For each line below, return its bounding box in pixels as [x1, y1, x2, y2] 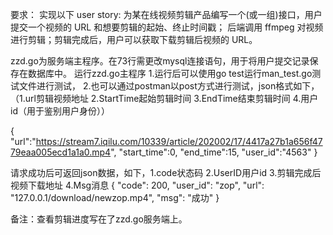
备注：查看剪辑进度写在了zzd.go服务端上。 [10, 213, 188, 225]
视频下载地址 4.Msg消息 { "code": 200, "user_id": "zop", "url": [10, 179, 265, 191]
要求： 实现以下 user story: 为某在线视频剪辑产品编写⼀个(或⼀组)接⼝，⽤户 [10, 9, 323, 20]
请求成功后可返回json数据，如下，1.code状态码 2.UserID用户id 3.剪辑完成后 [10, 167, 322, 178]
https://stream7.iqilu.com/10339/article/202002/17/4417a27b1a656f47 [35, 136, 323, 147]
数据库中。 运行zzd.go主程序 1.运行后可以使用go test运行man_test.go [27, 68, 313, 79]
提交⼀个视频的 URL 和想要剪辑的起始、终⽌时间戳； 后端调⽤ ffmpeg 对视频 [10, 21, 324, 33]
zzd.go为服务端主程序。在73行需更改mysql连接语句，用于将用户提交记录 [10, 55, 310, 67]
